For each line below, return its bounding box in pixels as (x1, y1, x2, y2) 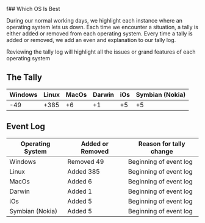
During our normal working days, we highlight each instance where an (6, 17, 183, 24)
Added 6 (67, 177, 93, 185)
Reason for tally (138, 140, 185, 148)
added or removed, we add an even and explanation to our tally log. (6, 37, 176, 43)
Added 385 (67, 167, 101, 175)
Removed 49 (67, 157, 104, 166)
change (150, 147, 173, 155)
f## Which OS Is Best (6, 5, 60, 12)
